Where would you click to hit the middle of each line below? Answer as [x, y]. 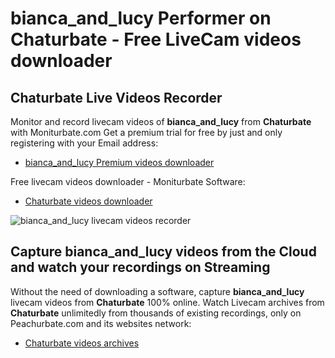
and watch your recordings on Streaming [140, 267]
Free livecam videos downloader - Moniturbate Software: [128, 181]
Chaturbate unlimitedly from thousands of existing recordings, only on [156, 313]
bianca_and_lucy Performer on [141, 18]
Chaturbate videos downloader [88, 201]
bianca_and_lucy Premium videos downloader [119, 162]
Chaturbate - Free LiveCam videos [156, 39]
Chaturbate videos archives [82, 343]
